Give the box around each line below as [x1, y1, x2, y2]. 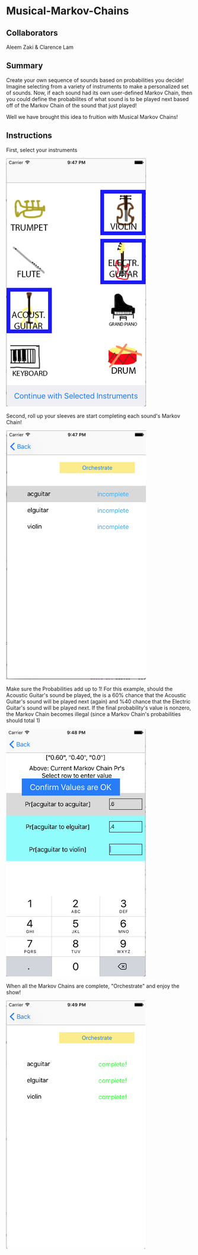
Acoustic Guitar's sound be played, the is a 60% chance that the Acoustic [6, 691, 187, 699]
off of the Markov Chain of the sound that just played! [6, 102, 137, 109]
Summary [6, 61, 43, 71]
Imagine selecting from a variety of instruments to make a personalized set [6, 83, 189, 90]
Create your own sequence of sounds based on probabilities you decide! [6, 76, 184, 84]
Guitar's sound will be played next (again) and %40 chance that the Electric [6, 698, 191, 705]
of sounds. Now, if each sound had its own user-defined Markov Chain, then [6, 89, 193, 96]
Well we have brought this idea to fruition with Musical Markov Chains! [6, 113, 178, 120]
